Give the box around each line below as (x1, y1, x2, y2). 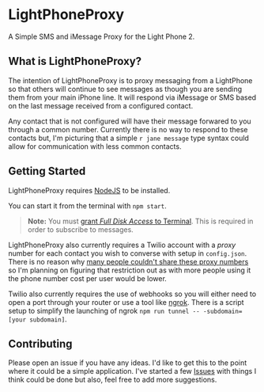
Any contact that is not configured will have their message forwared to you (8, 116, 251, 126)
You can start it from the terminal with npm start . (8, 200, 168, 211)
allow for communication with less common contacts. (8, 141, 182, 151)
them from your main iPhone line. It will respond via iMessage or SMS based (8, 93, 257, 102)
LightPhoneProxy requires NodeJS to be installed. (8, 185, 171, 195)
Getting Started (8, 165, 86, 178)
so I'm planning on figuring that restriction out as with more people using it (8, 265, 251, 275)
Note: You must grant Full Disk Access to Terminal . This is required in (27, 216, 254, 226)
